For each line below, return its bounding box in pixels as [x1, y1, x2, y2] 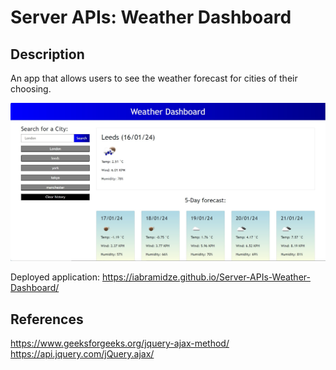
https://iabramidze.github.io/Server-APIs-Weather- [102, 271, 311, 283]
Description [10, 46, 85, 63]
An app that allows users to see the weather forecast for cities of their [10, 72, 298, 84]
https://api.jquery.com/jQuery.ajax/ [10, 348, 155, 360]
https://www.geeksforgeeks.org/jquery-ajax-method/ [10, 337, 230, 350]
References [10, 311, 84, 328]
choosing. [10, 83, 52, 95]
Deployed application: [10, 271, 101, 283]
